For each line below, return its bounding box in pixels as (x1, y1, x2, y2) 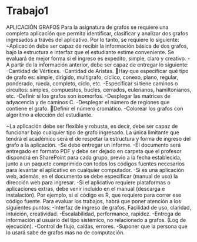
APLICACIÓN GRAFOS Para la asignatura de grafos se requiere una (6, 24, 169, 31)
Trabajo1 (6, 4, 49, 18)
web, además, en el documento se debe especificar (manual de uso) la (6, 173, 178, 180)
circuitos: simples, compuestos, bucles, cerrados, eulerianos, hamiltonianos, (6, 86, 192, 93)
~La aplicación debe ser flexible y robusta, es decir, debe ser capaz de (6, 122, 178, 130)
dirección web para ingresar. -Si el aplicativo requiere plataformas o (6, 178, 171, 186)
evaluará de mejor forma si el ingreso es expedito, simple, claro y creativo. (6, 55, 186, 62)
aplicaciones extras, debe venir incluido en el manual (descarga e (6, 185, 165, 192)
